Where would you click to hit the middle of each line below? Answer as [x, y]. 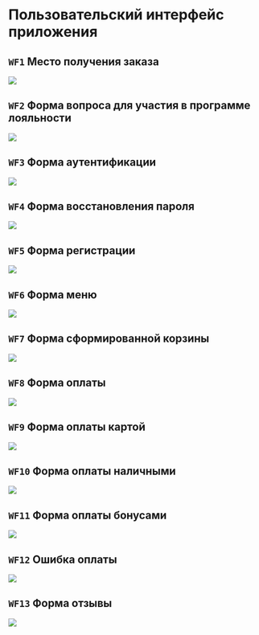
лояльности [40, 118]
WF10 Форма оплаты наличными [92, 471]
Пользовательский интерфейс [116, 15]
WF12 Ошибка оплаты [63, 559]
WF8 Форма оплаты [57, 383]
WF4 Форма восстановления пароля [101, 207]
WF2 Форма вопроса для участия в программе [129, 106]
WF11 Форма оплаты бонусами [88, 515]
